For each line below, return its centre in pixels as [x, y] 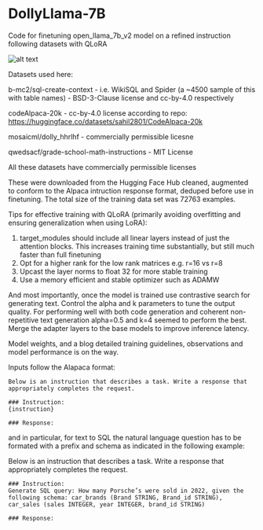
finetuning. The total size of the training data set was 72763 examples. [122, 199]
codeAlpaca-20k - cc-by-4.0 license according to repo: [98, 113]
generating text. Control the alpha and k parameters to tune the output [122, 303]
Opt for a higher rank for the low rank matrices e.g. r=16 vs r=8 [121, 263]
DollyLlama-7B [57, 14]
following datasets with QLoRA [58, 43]
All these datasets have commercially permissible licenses [102, 167]
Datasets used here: [40, 74]
